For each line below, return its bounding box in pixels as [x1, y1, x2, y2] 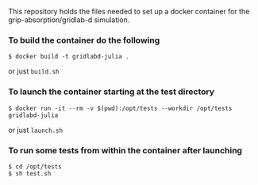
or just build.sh [8, 66, 60, 76]
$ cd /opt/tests [8, 162, 62, 171]
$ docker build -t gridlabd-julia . [8, 53, 129, 61]
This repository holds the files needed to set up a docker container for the [8, 7, 250, 16]
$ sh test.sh [8, 169, 52, 177]
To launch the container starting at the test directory [8, 86, 215, 97]
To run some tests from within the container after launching [8, 145, 243, 156]
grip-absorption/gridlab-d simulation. [8, 15, 130, 25]
